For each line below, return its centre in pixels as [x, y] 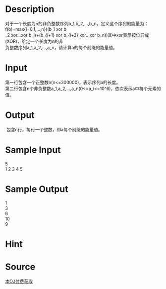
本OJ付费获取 [19, 281]
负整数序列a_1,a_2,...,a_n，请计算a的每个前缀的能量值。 [61, 47]
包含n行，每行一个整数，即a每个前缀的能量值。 [55, 129]
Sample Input [33, 150]
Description [30, 9]
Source [20, 267]
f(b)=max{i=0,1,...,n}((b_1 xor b [36, 29]
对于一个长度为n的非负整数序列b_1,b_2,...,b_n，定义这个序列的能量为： [77, 23]
